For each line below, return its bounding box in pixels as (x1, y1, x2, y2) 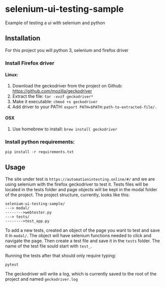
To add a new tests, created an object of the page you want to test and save (5, 227, 160, 233)
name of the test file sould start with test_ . (5, 243, 92, 249)
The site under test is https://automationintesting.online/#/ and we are (5, 176, 155, 182)
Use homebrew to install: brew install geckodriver (12, 126, 118, 132)
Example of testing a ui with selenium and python (5, 20, 105, 26)
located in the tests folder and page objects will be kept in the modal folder (5, 187, 158, 193)
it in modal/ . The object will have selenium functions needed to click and (5, 233, 152, 239)
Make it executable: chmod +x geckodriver (12, 98, 98, 104)
